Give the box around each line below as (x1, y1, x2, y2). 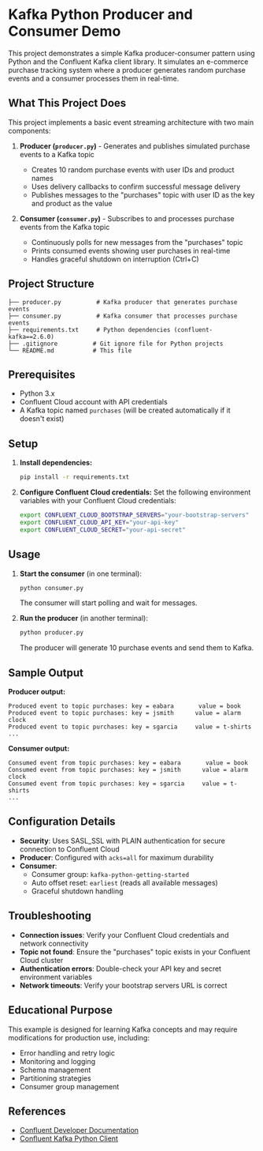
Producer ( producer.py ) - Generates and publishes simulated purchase (19, 141, 250, 151)
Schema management (19, 1065, 91, 1074)
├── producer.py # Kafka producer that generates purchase (8, 298, 238, 306)
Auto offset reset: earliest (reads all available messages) (31, 878, 218, 887)
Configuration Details (8, 815, 116, 829)
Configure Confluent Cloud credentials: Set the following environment (19, 487, 251, 497)
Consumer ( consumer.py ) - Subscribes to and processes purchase (19, 213, 235, 223)
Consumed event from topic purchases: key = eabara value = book (8, 759, 248, 767)
